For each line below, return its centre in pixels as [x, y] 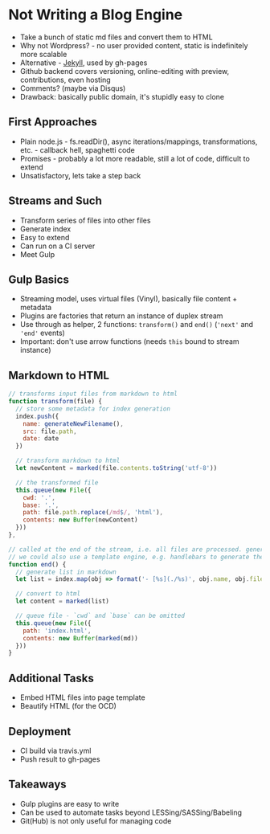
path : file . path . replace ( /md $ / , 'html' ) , [93, 513]
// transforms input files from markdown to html [93, 394]
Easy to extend [45, 237]
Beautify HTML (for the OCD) [68, 706]
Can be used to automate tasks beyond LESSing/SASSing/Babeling [131, 812]
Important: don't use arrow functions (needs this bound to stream [129, 341]
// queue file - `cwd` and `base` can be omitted [100, 616]
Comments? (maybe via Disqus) [73, 88]
